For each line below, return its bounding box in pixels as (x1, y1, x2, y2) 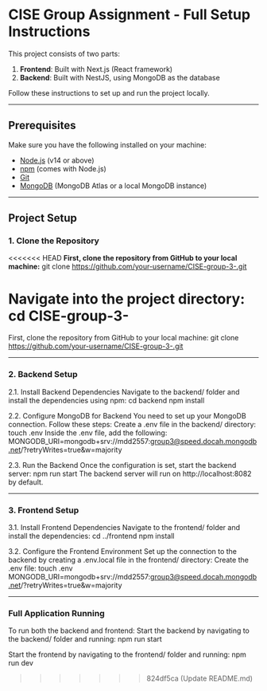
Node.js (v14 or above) (19, 155, 95, 165)
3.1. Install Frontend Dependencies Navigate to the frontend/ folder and (8, 522, 241, 532)
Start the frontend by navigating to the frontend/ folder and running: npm (8, 650, 246, 659)
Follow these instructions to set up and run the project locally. (8, 88, 211, 97)
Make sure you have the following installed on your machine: (8, 139, 207, 149)
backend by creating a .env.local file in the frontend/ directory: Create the (8, 555, 249, 564)
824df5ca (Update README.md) (146, 673, 253, 683)
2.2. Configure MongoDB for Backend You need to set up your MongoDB (8, 410, 246, 420)
